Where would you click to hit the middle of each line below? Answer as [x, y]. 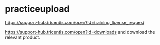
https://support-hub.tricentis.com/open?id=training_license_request [75, 22]
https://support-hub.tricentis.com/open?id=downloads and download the [80, 32]
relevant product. [23, 37]
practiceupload [37, 9]
